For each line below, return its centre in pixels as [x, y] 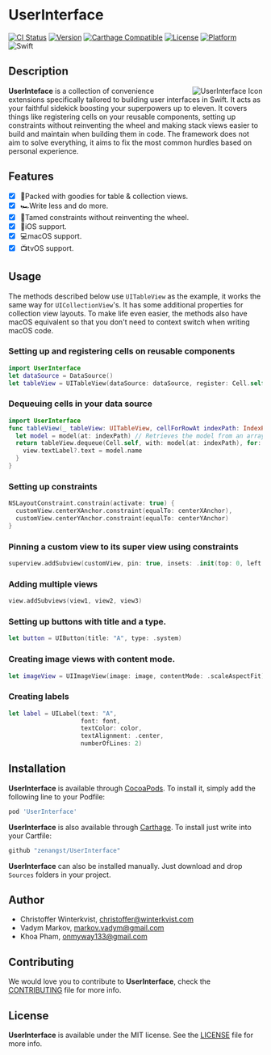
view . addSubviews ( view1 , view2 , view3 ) [75, 601]
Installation [37, 769]
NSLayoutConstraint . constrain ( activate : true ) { [92, 503]
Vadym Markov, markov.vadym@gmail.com [92, 928]
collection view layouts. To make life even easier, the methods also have [128, 313]
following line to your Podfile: [57, 797]
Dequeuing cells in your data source [81, 404]
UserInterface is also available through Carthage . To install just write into [130, 827]
